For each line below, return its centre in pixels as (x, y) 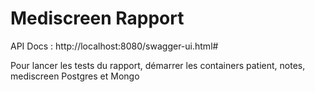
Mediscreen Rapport (97, 18)
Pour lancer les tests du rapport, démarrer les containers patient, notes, (158, 65)
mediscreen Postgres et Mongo (75, 76)
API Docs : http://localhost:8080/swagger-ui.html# (114, 46)
